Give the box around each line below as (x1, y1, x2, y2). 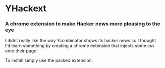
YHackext (5, 3, 47, 14)
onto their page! (5, 48, 38, 54)
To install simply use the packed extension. (5, 57, 93, 64)
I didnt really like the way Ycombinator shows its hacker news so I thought (5, 38, 156, 44)
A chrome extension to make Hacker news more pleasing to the (5, 21, 161, 27)
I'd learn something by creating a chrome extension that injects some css (5, 43, 155, 49)
